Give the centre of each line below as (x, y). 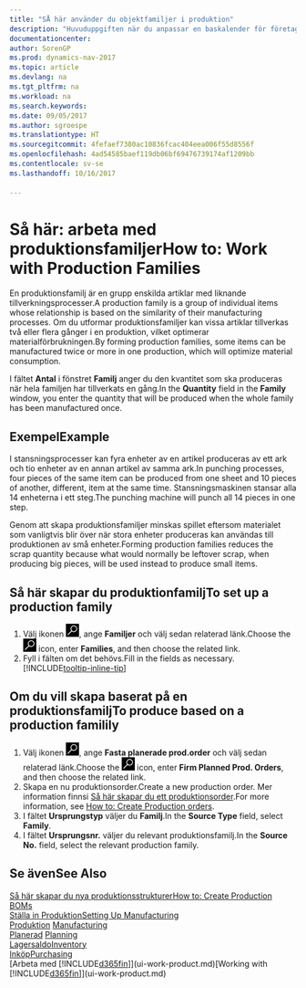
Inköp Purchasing (41, 953)
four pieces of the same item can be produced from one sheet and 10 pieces (153, 478)
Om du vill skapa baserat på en (99, 697)
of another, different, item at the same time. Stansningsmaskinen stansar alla (153, 488)
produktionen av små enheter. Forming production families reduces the (142, 544)
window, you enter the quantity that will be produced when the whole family (152, 398)
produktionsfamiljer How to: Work (138, 249)
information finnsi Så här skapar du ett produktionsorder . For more (146, 796)
